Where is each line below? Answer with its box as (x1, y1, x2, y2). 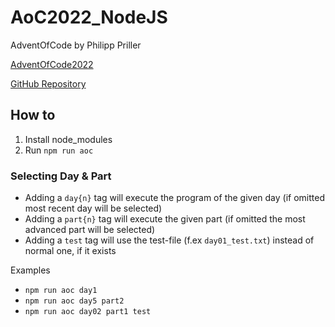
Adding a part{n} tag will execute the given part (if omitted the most (24, 213, 306, 225)
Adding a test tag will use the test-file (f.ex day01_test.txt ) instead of (24, 234, 315, 246)
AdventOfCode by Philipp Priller (10, 39, 142, 51)
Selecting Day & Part (10, 169, 112, 183)
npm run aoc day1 (24, 286, 98, 296)
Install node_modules (24, 133, 113, 145)
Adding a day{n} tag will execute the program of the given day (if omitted (24, 192, 325, 204)
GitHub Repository (10, 77, 87, 90)
